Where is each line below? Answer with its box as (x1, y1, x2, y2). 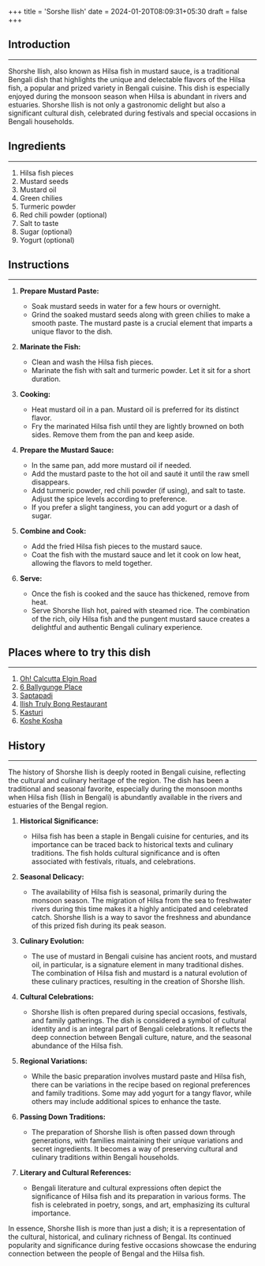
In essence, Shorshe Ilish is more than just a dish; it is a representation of (8, 1224, 246, 1234)
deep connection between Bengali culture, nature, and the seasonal (31, 1033, 252, 1042)
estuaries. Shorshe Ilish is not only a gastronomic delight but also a (8, 100, 226, 109)
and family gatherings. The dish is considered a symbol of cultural (31, 1015, 247, 1026)
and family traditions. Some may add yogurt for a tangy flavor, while (31, 1088, 252, 1098)
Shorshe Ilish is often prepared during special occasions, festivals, (31, 1008, 248, 1017)
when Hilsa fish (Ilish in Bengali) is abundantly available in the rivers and (8, 793, 243, 802)
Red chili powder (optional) (19, 209, 108, 220)
